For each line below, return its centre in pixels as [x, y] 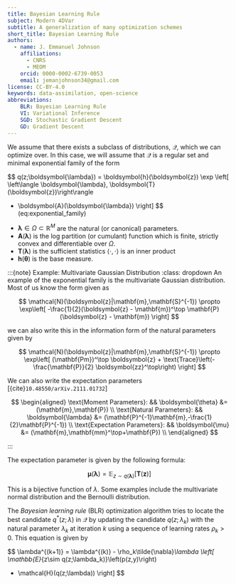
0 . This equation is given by [48, 538]
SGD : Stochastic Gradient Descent [71, 120]
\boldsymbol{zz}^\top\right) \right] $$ [151, 367]
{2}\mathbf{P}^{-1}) [38, 425]
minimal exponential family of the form [64, 163]
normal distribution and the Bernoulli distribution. [79, 496]
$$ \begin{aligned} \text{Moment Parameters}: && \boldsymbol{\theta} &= [119, 402]
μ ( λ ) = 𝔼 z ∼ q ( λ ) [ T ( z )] [119, 474]
